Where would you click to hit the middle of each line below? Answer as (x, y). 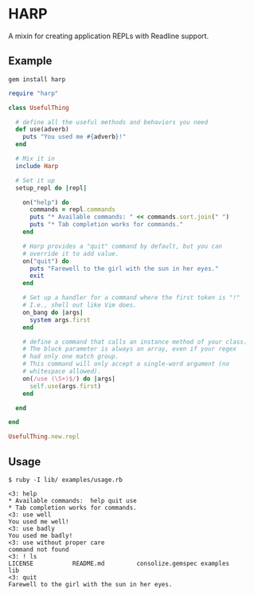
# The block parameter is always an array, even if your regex (130, 349)
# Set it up (35, 180)
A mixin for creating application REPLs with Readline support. (109, 36)
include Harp (37, 166)
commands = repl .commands (72, 210)
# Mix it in (35, 159)
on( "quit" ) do (46, 261)
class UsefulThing (39, 108)
